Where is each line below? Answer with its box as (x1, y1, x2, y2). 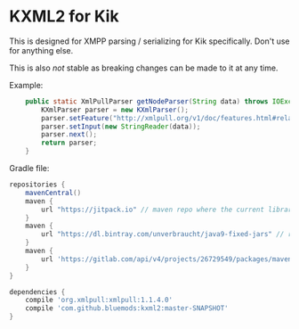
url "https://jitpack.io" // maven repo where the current (41, 205, 265, 214)
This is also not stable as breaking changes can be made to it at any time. (9, 62, 279, 73)
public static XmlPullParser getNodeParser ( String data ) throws (25, 96, 269, 106)
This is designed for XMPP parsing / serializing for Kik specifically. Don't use (9, 36, 290, 46)
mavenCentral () (25, 188, 82, 197)
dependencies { (9, 287, 66, 296)
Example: (9, 79, 44, 90)
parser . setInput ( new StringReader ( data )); (41, 122, 201, 131)
